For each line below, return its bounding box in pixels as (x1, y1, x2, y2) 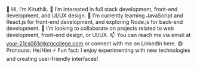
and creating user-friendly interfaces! (6, 55, 98, 62)
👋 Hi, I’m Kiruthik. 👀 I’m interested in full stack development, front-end (6, 6, 178, 13)
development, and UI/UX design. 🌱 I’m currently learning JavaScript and (6, 12, 183, 19)
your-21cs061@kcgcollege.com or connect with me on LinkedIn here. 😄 (6, 40, 183, 47)
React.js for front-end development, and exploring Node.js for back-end (6, 18, 183, 25)
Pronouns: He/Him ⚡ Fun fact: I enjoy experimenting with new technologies (6, 47, 191, 54)
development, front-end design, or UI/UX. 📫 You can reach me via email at (6, 32, 191, 38)
